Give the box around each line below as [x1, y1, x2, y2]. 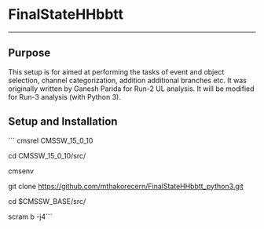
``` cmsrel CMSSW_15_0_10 [8, 136, 93, 145]
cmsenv [8, 166, 34, 176]
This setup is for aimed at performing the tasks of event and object [8, 67, 225, 76]
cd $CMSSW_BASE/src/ [8, 196, 86, 205]
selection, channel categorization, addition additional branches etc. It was [8, 75, 247, 85]
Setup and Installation [8, 115, 118, 129]
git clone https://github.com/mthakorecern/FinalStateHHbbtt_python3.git [8, 181, 244, 191]
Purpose [8, 46, 51, 60]
